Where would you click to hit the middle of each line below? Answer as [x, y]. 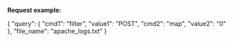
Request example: [34, 10]
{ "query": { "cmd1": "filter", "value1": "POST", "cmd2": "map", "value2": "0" [117, 23]
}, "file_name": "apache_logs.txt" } [57, 31]
